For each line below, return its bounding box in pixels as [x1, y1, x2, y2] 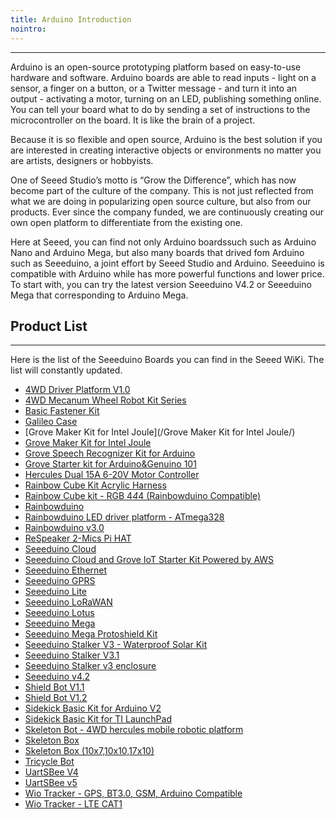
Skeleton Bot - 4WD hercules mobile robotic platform [24, 724, 244, 736]
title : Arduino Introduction [10, 14, 132, 25]
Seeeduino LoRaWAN [24, 596, 113, 608]
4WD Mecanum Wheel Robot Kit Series [24, 394, 187, 406]
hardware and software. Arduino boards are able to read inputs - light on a [10, 71, 317, 83]
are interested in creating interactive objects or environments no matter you [10, 144, 322, 156]
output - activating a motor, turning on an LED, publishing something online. [10, 92, 322, 105]
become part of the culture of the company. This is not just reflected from [10, 184, 314, 196]
